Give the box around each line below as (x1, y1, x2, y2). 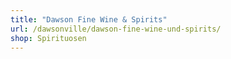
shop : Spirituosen (10, 33, 87, 43)
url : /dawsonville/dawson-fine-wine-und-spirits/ (10, 24, 222, 34)
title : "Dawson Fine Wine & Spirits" (10, 14, 168, 25)
